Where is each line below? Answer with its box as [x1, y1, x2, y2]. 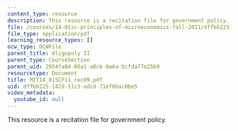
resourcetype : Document [7, 69, 78, 76]
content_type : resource [7, 10, 78, 18]
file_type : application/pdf [7, 30, 91, 38]
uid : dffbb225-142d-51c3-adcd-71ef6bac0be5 [7, 83, 138, 90]
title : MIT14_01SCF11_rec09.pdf [7, 76, 103, 84]
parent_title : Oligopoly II [7, 50, 91, 57]
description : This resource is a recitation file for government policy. [7, 17, 230, 24]
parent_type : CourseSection [7, 57, 91, 64]
